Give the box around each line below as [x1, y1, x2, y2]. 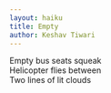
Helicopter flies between [9, 65, 102, 76]
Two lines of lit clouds [9, 75, 92, 86]
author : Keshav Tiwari [9, 30, 96, 39]
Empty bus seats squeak [9, 56, 102, 67]
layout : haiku [9, 13, 64, 23]
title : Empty [9, 22, 59, 31]
